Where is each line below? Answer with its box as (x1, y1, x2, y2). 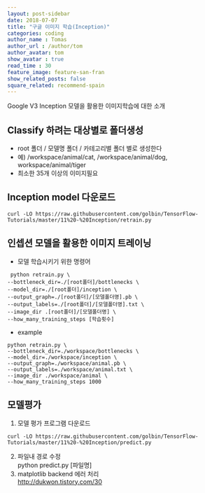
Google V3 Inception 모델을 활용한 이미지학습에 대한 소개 (7, 102, 166, 110)
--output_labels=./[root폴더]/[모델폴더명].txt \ (7, 301, 145, 308)
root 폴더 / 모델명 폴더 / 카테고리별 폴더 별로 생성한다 (17, 144, 162, 152)
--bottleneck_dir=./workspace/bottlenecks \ (7, 348, 139, 355)
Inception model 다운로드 (7, 192, 116, 203)
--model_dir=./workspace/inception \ (7, 354, 118, 361)
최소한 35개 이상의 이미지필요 (17, 169, 99, 178)
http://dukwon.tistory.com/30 (17, 477, 103, 486)
